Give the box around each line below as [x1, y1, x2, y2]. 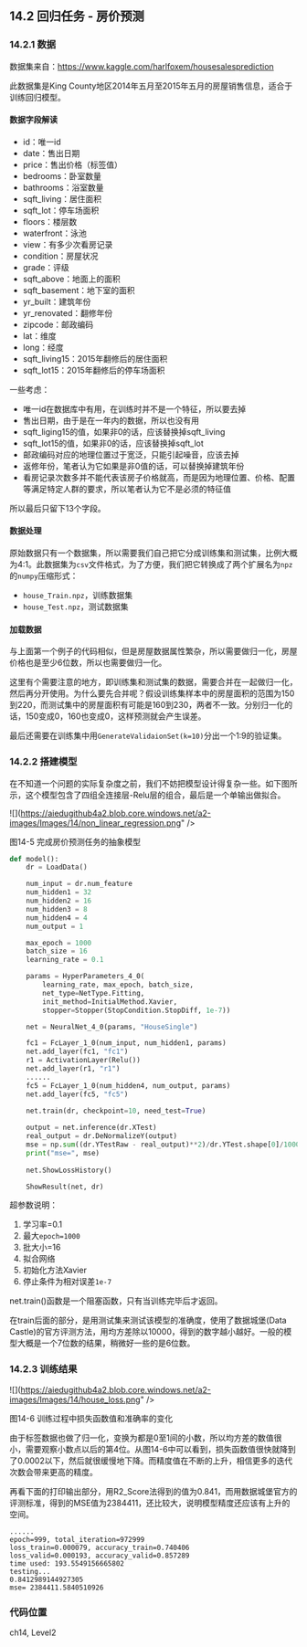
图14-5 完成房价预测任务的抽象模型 [9, 836, 142, 847]
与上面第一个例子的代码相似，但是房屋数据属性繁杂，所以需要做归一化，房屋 [9, 646, 298, 657]
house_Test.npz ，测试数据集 [22, 601, 130, 612]
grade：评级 [22, 261, 70, 272]
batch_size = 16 [26, 946, 89, 956]
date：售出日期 [22, 147, 80, 158]
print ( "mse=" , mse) [26, 1148, 101, 1157]
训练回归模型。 [9, 91, 66, 102]
